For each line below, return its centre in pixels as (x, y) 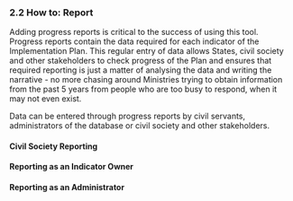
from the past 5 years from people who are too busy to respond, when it (143, 89)
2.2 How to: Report (51, 13)
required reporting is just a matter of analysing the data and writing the (141, 70)
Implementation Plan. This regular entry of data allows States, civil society (146, 51)
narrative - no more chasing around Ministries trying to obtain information (146, 80)
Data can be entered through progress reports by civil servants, (128, 116)
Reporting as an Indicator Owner (71, 167)
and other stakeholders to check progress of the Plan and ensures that (141, 61)
